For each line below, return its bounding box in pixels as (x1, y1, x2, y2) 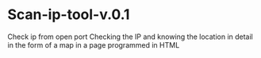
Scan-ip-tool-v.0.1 (7, 6, 130, 24)
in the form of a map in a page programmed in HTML (7, 40, 180, 49)
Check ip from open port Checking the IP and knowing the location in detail (7, 32, 253, 41)
